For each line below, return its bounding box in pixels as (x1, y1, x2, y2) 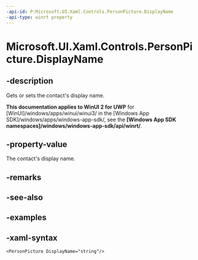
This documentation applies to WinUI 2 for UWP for (6, 103, 135, 110)
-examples (6, 213, 47, 223)
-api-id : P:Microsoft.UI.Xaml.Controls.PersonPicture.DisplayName (6, 8, 174, 15)
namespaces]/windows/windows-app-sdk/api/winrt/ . (6, 122, 142, 129)
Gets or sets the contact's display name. (6, 91, 105, 99)
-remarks (6, 172, 41, 182)
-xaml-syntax (6, 233, 58, 243)
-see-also (6, 192, 43, 202)
